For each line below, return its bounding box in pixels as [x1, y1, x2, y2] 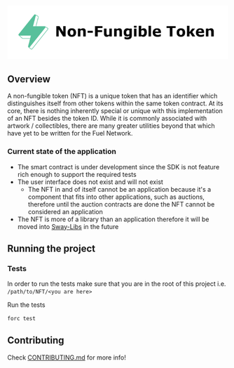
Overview [7, 73, 51, 85]
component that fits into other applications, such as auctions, [27, 192, 205, 201]
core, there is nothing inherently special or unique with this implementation [7, 107, 223, 115]
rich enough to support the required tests [17, 170, 137, 178]
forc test [7, 315, 36, 322]
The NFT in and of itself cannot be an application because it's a [27, 185, 212, 193]
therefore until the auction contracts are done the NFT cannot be [27, 199, 215, 209]
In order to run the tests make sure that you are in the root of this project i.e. [7, 280, 226, 288]
